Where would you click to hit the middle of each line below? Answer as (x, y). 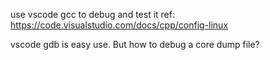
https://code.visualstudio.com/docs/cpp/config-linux (119, 25)
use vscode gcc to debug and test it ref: (92, 14)
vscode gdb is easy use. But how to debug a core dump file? (135, 44)
